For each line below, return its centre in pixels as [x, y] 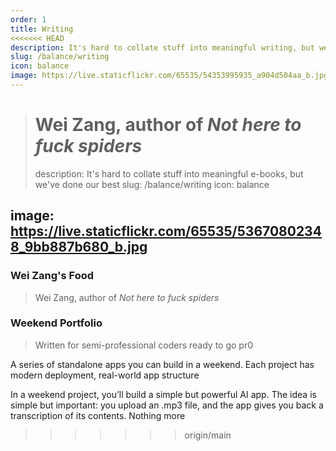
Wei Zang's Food [52, 276]
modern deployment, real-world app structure [105, 375]
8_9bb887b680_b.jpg [79, 247]
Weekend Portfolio [56, 323]
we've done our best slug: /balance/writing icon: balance [152, 184]
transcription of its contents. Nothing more [98, 415]
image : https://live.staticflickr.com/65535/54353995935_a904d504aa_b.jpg [169, 76]
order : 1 [28, 19]
